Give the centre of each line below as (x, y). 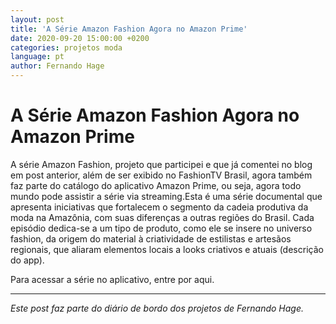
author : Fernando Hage (57, 66)
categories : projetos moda (66, 47)
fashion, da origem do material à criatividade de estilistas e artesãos (151, 238)
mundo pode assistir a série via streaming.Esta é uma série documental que (166, 196)
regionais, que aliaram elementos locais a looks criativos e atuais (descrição (167, 249)
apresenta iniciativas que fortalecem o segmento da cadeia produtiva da (159, 207)
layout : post (37, 19)
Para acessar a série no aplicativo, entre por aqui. (112, 279)
